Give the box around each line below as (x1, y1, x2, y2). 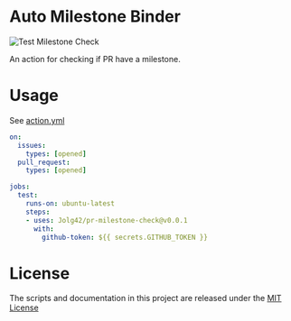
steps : (25, 207, 51, 216)
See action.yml (9, 115, 65, 125)
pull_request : (17, 158, 70, 167)
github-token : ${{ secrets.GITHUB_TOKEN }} (42, 233, 208, 242)
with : (33, 224, 54, 234)
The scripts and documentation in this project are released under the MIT (9, 293, 282, 304)
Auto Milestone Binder (9, 6, 181, 27)
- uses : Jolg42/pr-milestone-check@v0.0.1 (25, 216, 188, 225)
